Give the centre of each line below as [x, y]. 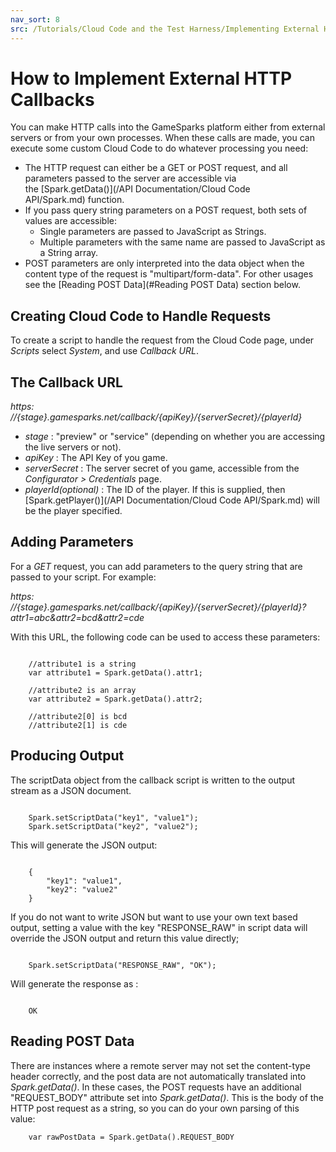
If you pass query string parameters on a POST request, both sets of [166, 210]
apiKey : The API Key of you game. [96, 458]
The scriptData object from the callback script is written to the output [152, 780]
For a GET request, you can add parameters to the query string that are [156, 566]
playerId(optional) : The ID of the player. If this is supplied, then [155, 490]
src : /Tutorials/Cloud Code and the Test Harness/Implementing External [165, 29]
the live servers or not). [73, 447]
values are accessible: [70, 221]
